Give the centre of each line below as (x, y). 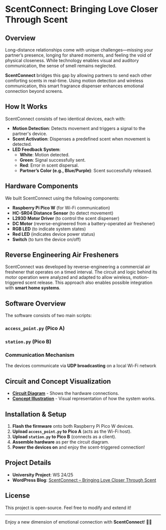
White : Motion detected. (45, 154)
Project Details (28, 463)
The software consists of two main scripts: (48, 316)
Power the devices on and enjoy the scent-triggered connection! (78, 447)
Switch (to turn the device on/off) (46, 239)
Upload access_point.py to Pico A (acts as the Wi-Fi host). (72, 431)
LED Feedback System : (36, 149)
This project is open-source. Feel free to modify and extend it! (68, 508)
